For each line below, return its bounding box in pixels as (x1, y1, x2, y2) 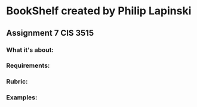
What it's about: (6, 46, 54, 54)
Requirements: (6, 61, 50, 70)
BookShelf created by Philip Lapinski (6, 4, 192, 18)
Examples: (6, 93, 38, 102)
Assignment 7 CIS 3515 (6, 28, 94, 38)
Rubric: (6, 77, 28, 86)
